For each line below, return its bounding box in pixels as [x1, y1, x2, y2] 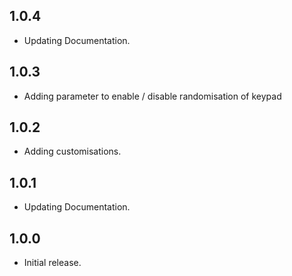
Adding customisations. [23, 145, 122, 158]
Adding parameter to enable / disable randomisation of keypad [23, 90, 282, 102]
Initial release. [23, 257, 82, 269]
